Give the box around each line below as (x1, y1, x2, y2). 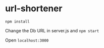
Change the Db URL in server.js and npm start (5, 27, 99, 33)
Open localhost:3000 (5, 37, 49, 43)
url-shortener (5, 3, 63, 14)
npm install (5, 19, 30, 24)
